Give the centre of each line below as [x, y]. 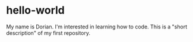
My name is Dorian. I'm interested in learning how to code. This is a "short [97, 27]
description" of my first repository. [48, 33]
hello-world [36, 10]
